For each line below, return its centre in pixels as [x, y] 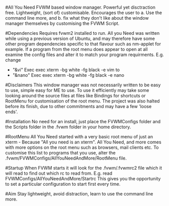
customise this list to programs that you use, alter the [61, 153]
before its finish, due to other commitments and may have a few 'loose [78, 106]
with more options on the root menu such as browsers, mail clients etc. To [82, 147]
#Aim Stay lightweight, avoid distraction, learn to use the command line [79, 194]
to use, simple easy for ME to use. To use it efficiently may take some [77, 90]
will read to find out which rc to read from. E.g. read [59, 173]
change [13, 60]
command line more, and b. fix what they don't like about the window [77, 18]
